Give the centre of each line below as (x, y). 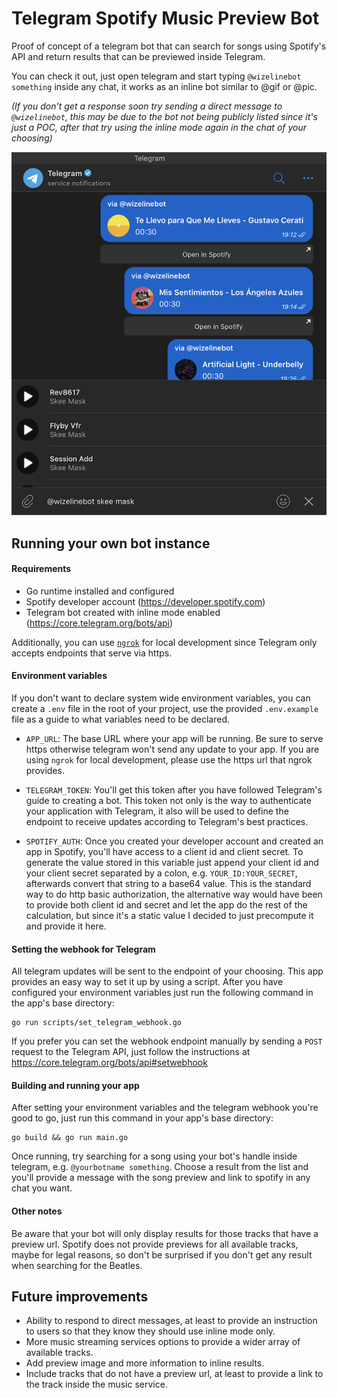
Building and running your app (75, 1085)
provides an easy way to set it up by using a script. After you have (147, 982)
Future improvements (80, 1296)
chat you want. (42, 1188)
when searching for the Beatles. (77, 1265)
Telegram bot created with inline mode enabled (123, 612)
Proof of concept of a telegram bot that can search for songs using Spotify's (169, 46)
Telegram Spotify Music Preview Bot (165, 18)
